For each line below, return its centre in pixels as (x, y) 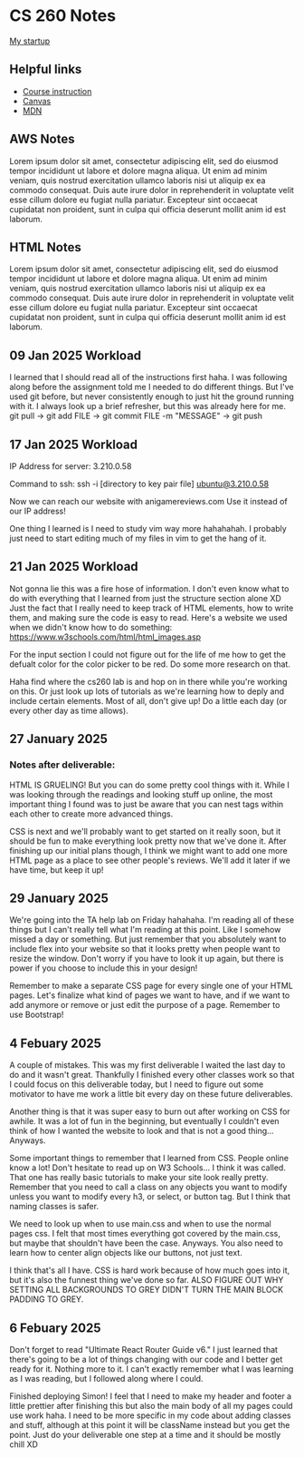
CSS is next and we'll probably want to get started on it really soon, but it (145, 831)
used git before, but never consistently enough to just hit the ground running (152, 396)
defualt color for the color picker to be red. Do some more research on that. (150, 664)
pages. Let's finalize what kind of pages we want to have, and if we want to (150, 995)
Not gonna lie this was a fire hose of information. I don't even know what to (149, 588)
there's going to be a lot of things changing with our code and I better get (146, 1359)
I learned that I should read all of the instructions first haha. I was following (148, 377)
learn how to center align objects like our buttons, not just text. (126, 1253)
